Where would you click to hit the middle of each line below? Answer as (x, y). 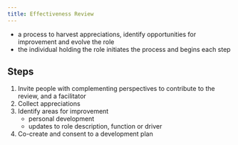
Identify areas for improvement (63, 112)
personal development (61, 119)
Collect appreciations (49, 104)
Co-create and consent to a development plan (85, 134)
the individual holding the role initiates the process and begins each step (124, 49)
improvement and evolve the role (66, 42)
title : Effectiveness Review (51, 14)
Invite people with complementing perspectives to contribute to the (116, 89)
